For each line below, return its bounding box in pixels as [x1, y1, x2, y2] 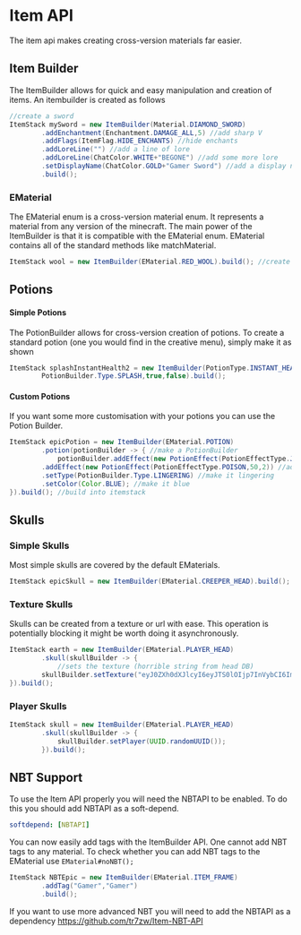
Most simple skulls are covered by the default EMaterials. [9, 560, 221, 570]
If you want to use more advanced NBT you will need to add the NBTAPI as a [9, 905, 291, 916]
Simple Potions [9, 306, 67, 318]
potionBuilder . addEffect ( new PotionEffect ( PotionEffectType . [56, 454, 291, 464]
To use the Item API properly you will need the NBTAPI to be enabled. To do [9, 793, 288, 804]
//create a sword [9, 111, 74, 121]
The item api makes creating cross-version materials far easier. [9, 35, 243, 46]
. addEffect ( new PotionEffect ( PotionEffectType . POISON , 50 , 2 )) [41, 463, 275, 472]
